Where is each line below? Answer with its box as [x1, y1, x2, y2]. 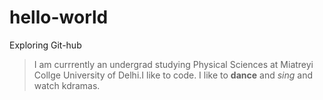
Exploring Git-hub [9, 39, 82, 51]
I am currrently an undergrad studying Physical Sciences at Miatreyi [33, 58, 314, 70]
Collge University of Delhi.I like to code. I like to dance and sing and [33, 69, 314, 81]
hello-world [9, 6, 109, 29]
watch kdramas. [33, 79, 101, 91]
